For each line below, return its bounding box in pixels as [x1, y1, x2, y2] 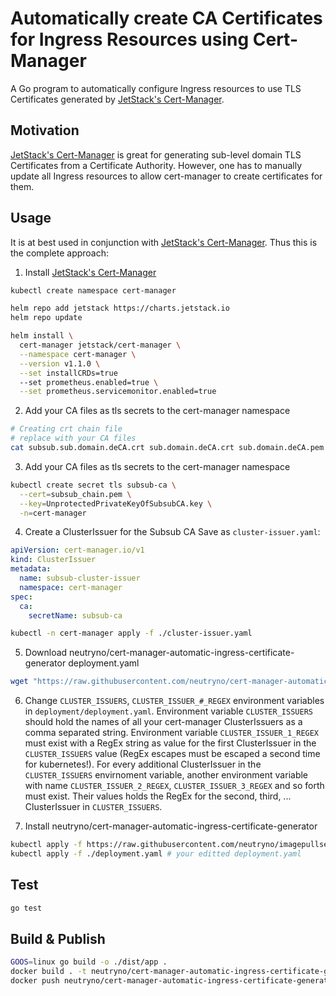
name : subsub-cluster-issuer [19, 573, 141, 584]
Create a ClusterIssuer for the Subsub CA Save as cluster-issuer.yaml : [24, 526, 321, 538]
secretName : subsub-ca [28, 610, 123, 621]
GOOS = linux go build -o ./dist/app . [10, 957, 168, 967]
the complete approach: [10, 247, 110, 259]
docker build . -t [10, 967, 87, 977]
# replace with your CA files [10, 433, 137, 444]
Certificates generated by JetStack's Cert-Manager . [10, 93, 225, 105]
